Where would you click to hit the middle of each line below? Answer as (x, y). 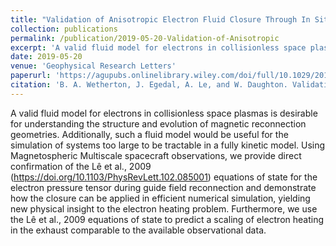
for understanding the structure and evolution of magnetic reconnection (158, 123)
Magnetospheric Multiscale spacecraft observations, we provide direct (156, 155)
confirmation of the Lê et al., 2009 (81, 166)
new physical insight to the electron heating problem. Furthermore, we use (164, 208)
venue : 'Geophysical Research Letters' (93, 66)
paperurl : (31, 76)
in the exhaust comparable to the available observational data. (138, 230)
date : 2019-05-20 (46, 57)
